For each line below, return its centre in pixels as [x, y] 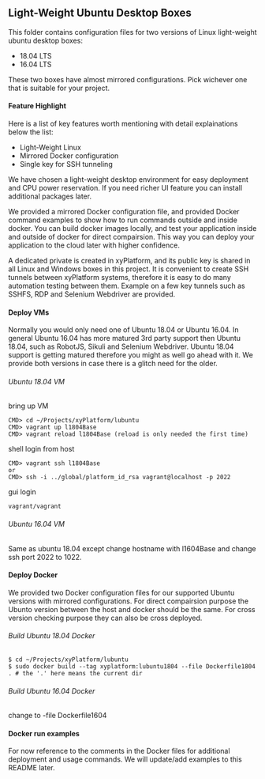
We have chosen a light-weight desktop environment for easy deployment [128, 180]
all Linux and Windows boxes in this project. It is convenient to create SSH [129, 269]
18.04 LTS [35, 55]
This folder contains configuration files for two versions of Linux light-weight [132, 32]
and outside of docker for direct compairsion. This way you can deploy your [131, 237]
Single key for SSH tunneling [66, 164]
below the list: [31, 132]
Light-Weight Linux [50, 147]
